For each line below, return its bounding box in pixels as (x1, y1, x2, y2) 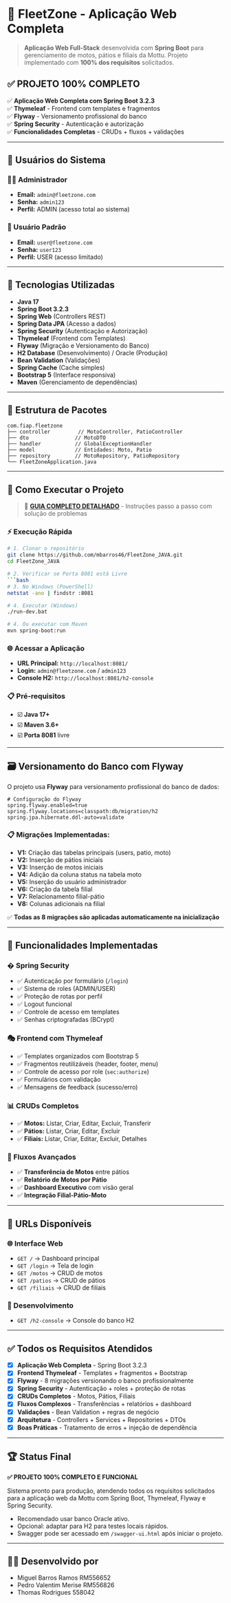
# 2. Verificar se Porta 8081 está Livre (7, 571, 128, 578)
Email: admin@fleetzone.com (16, 191, 96, 199)
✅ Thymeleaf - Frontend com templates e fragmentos (7, 104, 160, 112)
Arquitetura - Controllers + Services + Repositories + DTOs (16, 1415, 186, 1424)
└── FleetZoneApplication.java (7, 459, 97, 465)
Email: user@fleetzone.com (16, 238, 93, 247)
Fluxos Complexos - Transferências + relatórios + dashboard (16, 1400, 191, 1408)
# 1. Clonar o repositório (7, 545, 85, 552)
